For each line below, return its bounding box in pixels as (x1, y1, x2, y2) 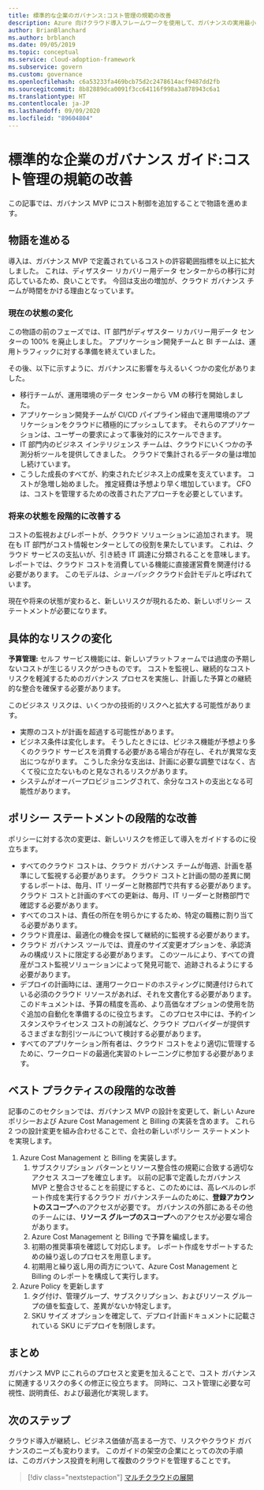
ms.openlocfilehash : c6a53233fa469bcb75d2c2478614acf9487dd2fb (8, 77, 221, 85)
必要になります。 (56, 606, 112, 616)
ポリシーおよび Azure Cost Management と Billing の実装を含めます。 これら (8, 1116, 256, 1126)
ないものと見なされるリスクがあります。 (61, 767, 191, 776)
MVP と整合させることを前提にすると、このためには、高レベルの (31, 1183, 243, 1192)
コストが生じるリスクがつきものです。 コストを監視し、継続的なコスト (21, 664, 251, 673)
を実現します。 (8, 1136, 57, 1145)
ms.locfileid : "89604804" (8, 115, 93, 123)
